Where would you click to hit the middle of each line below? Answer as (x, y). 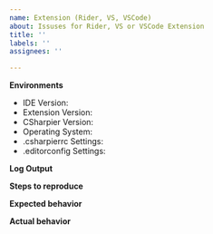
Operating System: (58, 132)
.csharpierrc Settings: (63, 141)
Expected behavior (46, 204)
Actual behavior (40, 221)
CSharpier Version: (58, 122)
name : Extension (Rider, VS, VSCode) (81, 18)
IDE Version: (45, 103)
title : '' (28, 34)
